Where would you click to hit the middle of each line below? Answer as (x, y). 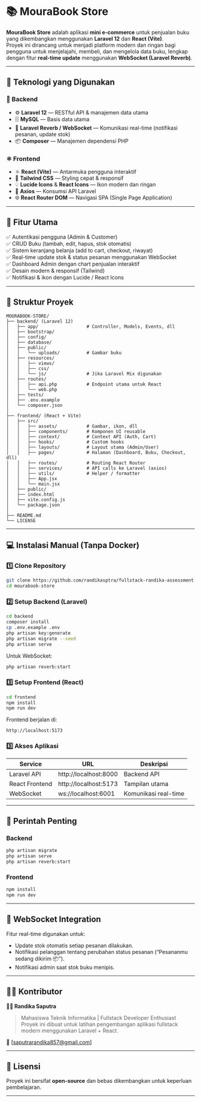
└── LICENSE (21, 520)
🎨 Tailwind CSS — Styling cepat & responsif (69, 178)
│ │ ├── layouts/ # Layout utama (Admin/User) (83, 447)
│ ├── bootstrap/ (31, 332)
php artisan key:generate (38, 633)
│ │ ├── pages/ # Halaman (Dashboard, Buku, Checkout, (96, 452)
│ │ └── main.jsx (33, 484)
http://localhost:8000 (88, 774)
